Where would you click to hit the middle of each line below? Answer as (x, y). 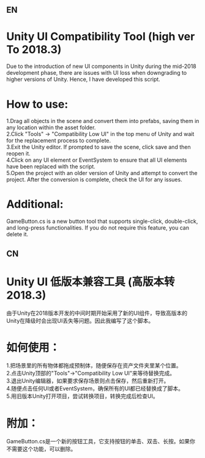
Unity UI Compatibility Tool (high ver (101, 36)
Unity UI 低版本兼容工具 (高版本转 (91, 282)
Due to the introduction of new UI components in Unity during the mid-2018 (102, 66)
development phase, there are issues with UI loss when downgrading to (97, 73)
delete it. (17, 235)
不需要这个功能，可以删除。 (41, 449)
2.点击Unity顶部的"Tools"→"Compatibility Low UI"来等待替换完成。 (91, 374)
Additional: (35, 204)
